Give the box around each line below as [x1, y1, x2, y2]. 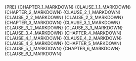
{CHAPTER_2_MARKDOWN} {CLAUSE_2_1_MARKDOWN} [4, 9, 121, 15]
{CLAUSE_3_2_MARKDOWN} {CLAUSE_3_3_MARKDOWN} [4, 25, 123, 31]
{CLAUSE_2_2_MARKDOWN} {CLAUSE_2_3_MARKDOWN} [4, 15, 124, 20]
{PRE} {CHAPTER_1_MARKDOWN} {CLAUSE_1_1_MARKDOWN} [4, 4, 132, 10]
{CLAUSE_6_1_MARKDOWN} [4, 51, 62, 57]
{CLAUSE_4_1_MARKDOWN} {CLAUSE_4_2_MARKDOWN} [4, 35, 122, 41]
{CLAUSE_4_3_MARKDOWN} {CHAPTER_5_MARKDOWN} [4, 41, 122, 46]
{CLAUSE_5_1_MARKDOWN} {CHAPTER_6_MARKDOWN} [4, 46, 120, 51]
